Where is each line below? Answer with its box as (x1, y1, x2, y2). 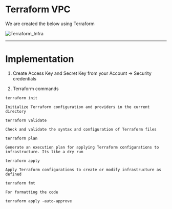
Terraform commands (12, 86, 59, 92)
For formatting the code (5, 190, 58, 195)
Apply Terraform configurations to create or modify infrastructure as (5, 167, 161, 172)
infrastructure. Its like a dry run (5, 149, 83, 154)
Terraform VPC (5, 4, 71, 15)
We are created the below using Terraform (5, 20, 95, 27)
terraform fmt (5, 180, 36, 185)
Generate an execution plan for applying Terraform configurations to (5, 144, 159, 150)
